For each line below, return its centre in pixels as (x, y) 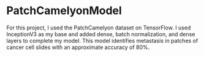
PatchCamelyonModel (64, 11)
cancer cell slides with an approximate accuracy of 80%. (78, 47)
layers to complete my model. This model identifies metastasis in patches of (102, 40)
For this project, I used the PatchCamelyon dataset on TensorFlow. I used (99, 28)
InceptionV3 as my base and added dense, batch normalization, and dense (101, 34)
